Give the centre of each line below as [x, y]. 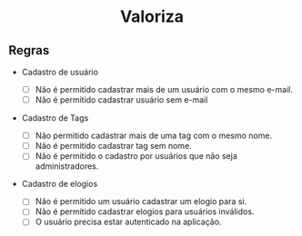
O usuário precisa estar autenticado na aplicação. [128, 222]
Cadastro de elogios [60, 184]
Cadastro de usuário [60, 72]
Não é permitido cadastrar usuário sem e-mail [121, 100]
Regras [29, 50]
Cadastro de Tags [55, 118]
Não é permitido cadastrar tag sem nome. [113, 146]
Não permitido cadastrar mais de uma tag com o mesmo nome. [154, 136]
